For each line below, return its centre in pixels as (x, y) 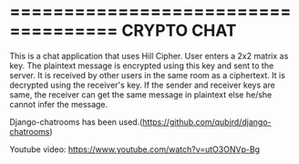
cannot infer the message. (59, 104)
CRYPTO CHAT (179, 31)
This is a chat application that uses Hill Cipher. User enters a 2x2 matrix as (149, 56)
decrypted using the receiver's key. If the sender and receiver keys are (142, 85)
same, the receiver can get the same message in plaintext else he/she (141, 94)
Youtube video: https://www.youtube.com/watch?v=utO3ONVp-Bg (135, 149)
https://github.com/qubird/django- (207, 122)
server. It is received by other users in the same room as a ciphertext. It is (147, 75)
